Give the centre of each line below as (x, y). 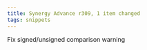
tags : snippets (29, 20)
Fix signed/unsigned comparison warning (66, 39)
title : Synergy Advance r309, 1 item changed (73, 13)
